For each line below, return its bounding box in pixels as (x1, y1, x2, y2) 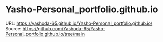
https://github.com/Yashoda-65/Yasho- (22, 25, 105, 31)
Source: (5, 25, 22, 31)
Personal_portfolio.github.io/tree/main (5, 31, 85, 37)
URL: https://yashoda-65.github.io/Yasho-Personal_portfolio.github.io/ (5, 20, 153, 26)
